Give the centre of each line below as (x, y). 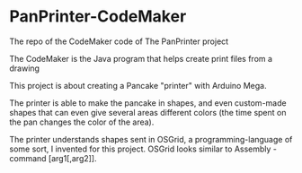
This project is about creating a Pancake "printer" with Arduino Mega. (138, 85)
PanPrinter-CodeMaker (98, 17)
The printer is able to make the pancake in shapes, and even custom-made (148, 103)
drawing (25, 68)
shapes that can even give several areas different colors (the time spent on (148, 112)
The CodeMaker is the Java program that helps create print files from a (141, 58)
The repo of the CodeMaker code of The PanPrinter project (119, 41)
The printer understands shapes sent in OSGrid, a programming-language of (151, 139)
